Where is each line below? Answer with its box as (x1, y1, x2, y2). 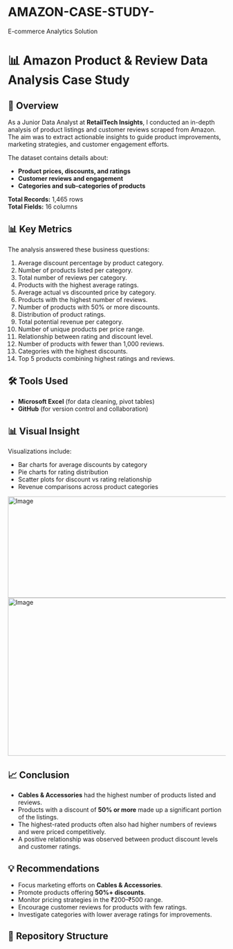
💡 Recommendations (8, 862, 100, 874)
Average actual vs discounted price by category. (17, 288, 156, 296)
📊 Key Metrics (8, 223, 73, 236)
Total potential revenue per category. (17, 317, 124, 326)
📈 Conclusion (8, 769, 70, 781)
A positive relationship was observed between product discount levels (17, 835, 218, 844)
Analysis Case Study (8, 72, 130, 88)
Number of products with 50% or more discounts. (17, 303, 160, 311)
